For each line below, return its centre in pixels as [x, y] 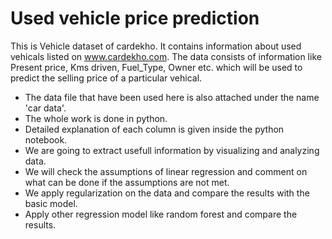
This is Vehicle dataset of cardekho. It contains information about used [156, 46]
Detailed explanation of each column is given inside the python [154, 129]
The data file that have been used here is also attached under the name [172, 97]
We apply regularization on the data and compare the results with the [167, 193]
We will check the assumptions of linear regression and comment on [166, 171]
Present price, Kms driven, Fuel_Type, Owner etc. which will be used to [156, 67]
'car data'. [45, 108]
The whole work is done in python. [96, 118]
